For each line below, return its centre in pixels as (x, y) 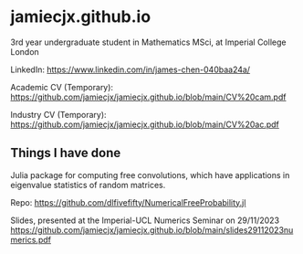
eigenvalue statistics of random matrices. (88, 185)
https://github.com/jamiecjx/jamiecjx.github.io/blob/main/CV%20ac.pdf (145, 124)
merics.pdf (31, 239)
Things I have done (66, 153)
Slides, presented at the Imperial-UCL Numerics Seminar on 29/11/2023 (145, 220)
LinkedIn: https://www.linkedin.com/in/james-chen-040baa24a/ (130, 69)
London (25, 51)
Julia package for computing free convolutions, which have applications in (150, 175)
